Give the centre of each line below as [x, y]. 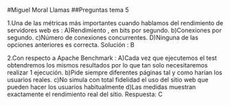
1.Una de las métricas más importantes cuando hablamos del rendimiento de [115, 23]
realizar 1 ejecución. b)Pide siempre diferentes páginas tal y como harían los [115, 72]
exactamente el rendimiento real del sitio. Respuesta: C [85, 94]
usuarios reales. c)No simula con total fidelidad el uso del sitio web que [108, 80]
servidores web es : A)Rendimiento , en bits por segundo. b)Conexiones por [114, 30]
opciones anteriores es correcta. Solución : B [71, 45]
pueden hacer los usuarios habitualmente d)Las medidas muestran [102, 87]
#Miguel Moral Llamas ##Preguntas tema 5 [68, 10]
